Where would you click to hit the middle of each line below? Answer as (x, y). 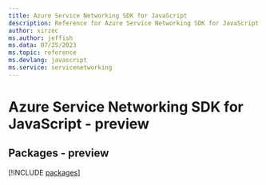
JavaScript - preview (79, 124)
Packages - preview (59, 154)
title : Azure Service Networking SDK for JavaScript (98, 16)
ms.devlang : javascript (48, 61)
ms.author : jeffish (41, 38)
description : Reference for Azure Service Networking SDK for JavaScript (134, 23)
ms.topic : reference (43, 53)
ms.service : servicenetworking (60, 68)
